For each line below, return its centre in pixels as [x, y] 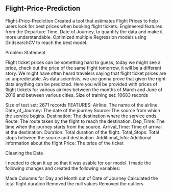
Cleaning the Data [24, 153]
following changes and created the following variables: [63, 168]
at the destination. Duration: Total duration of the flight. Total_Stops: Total [82, 132]
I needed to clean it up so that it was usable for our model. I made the [78, 163]
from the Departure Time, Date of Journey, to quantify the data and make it [84, 31]
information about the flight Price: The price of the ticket [65, 143]
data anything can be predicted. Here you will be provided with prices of [81, 84]
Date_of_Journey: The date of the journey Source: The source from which [83, 110]
